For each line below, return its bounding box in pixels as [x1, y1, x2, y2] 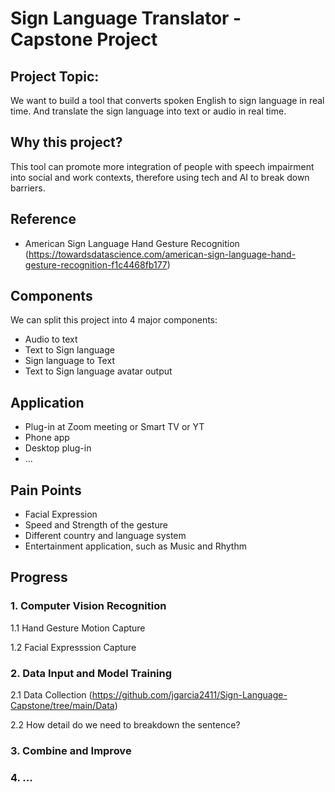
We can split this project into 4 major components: [10, 314, 218, 326]
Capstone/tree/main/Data [10, 700, 115, 712]
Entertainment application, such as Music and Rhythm [24, 540, 247, 552]
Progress [10, 569, 68, 586]
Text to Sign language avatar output [24, 365, 173, 377]
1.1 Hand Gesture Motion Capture [10, 622, 146, 634]
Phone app [24, 432, 70, 444]
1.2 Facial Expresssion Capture [10, 641, 137, 653]
